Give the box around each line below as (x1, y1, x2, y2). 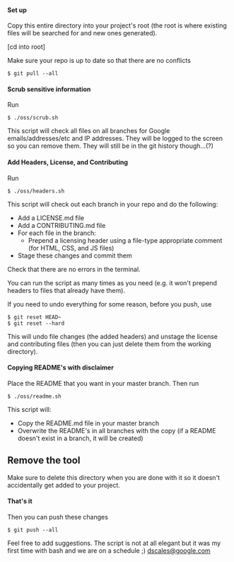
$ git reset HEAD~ (7, 314, 62, 321)
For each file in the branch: (17, 229, 97, 237)
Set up (7, 6, 27, 14)
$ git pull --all (7, 70, 59, 77)
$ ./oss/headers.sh (7, 188, 65, 195)
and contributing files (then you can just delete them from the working (7, 340, 211, 348)
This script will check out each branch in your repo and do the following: (7, 200, 218, 208)
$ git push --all (7, 526, 59, 534)
